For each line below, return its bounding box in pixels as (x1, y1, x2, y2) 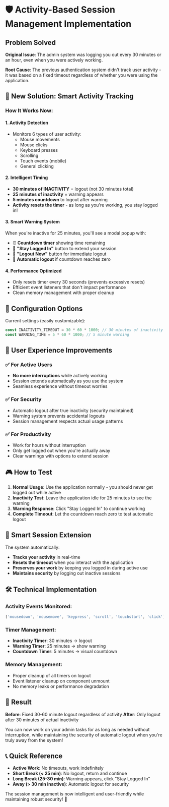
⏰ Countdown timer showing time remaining (12, 240, 106, 246)
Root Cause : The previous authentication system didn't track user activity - (5, 67, 161, 73)
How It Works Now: (5, 107, 53, 114)
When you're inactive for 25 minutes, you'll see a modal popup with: (5, 230, 146, 236)
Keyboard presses (20, 147, 58, 153)
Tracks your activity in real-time (12, 554, 80, 560)
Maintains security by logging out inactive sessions (12, 570, 121, 576)
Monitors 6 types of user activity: (12, 131, 81, 137)
